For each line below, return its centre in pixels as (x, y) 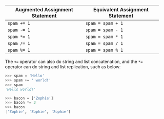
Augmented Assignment (44, 10)
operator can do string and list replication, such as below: (63, 67)
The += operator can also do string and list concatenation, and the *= (74, 61)
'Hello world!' (20, 89)
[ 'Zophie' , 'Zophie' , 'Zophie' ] (38, 112)
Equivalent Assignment (121, 10)
